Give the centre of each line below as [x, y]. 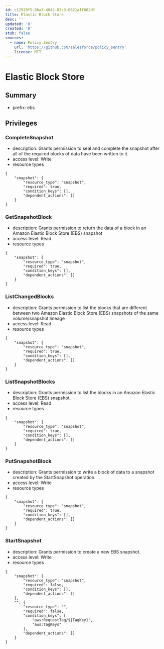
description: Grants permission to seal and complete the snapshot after [86, 148]
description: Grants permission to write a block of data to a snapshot [83, 472]
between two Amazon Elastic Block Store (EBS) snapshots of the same [86, 313]
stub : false [18, 33]
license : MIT [28, 52]
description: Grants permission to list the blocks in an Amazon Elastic [84, 393]
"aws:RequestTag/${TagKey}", [62, 620]
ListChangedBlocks [30, 297]
